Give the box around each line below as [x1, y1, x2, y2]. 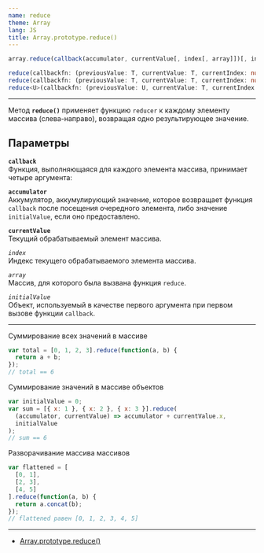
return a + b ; [15, 353, 61, 362]
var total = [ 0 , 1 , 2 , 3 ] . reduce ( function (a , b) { [8, 346, 178, 354]
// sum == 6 [8, 434, 47, 442]
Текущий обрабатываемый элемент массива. [8, 234, 162, 243]
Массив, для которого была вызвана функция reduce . [8, 278, 187, 287]
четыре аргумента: [8, 172, 73, 182]
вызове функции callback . [8, 308, 96, 318]
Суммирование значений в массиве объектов [8, 382, 164, 392]
